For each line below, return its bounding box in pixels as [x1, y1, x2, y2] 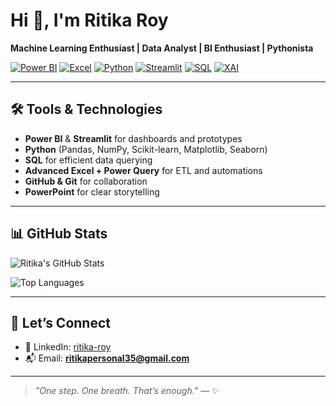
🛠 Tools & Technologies [10, 101, 163, 118]
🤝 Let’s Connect [10, 314, 111, 331]
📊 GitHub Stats [10, 225, 108, 243]
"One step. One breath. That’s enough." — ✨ [34, 385, 220, 397]
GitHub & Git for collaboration [24, 175, 148, 187]
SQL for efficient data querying [24, 154, 153, 166]
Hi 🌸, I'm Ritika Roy [10, 9, 169, 32]
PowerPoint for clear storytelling [24, 185, 160, 198]
